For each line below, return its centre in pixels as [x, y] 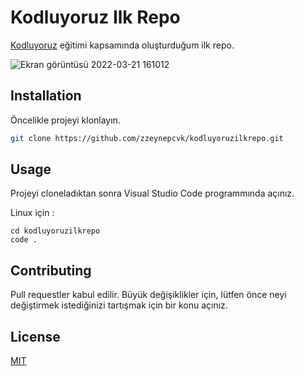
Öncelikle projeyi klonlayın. [65, 120]
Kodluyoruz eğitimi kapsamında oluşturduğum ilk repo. [122, 45]
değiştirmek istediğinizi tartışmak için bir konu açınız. [119, 305]
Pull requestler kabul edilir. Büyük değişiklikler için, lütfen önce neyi [148, 295]
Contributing [51, 270]
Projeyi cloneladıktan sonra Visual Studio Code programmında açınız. [152, 193]
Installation [46, 96]
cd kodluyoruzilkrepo [55, 231]
